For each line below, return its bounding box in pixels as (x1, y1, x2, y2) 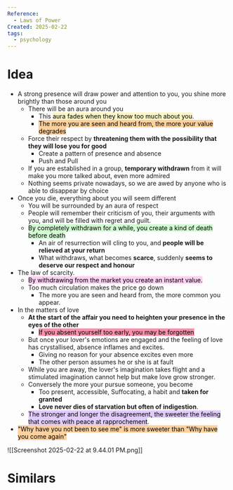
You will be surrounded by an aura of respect (27, 201, 159, 210)
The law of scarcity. (17, 268, 75, 277)
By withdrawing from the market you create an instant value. (27, 276, 203, 285)
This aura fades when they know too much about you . (38, 112, 194, 121)
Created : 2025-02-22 (7, 23, 68, 30)
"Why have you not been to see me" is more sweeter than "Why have (17, 425, 218, 433)
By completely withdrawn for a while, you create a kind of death (27, 224, 213, 232)
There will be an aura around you (27, 104, 124, 113)
